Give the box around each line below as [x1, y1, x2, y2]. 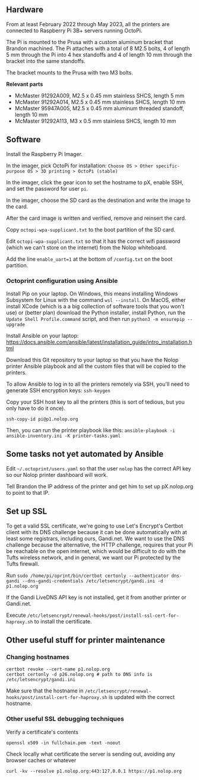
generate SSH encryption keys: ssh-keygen [6, 386, 111, 394]
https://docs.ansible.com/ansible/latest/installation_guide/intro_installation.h [6, 338, 192, 345]
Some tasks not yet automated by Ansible [6, 449, 164, 459]
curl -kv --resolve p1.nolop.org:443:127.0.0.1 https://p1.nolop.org [6, 768, 182, 774]
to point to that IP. [6, 489, 50, 496]
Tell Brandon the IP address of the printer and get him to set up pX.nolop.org [6, 482, 194, 490]
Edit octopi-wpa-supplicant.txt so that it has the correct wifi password [6, 238, 181, 245]
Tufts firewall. [6, 560, 40, 567]
